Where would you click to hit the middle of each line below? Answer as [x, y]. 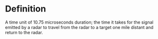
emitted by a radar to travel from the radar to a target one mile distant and [79, 27]
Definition [26, 9]
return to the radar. [24, 32]
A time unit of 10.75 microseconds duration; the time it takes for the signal [79, 22]
